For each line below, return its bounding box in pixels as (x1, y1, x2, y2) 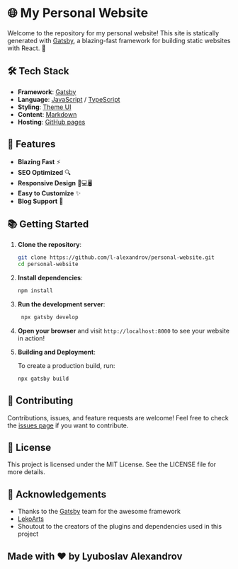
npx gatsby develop (21, 314, 79, 321)
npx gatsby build (17, 375, 69, 382)
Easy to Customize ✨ (17, 189, 81, 197)
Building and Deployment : (17, 347, 96, 356)
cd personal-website (17, 260, 79, 268)
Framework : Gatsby (17, 87, 76, 96)
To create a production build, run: (17, 361, 115, 369)
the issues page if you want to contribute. (7, 421, 129, 430)
